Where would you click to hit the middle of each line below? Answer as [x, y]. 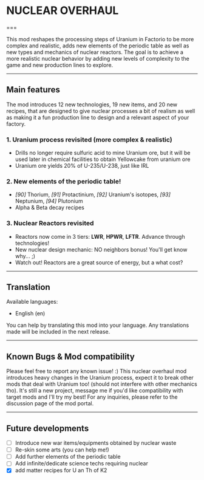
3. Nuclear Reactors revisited [50, 224]
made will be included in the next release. [58, 332]
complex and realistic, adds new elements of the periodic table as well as [98, 46]
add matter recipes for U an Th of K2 [61, 470]
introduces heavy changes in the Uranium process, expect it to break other [100, 378]
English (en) [30, 314]
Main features [33, 90]
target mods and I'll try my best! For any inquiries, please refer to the [92, 397]
